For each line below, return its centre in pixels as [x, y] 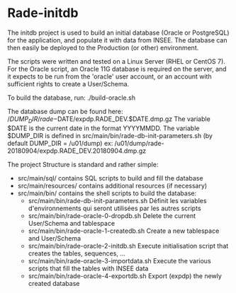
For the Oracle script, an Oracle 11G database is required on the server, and [117, 69]
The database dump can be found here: [65, 111]
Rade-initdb [43, 13]
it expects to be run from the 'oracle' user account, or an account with [109, 76]
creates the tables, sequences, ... [77, 253]
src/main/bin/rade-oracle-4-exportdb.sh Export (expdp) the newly [125, 276]
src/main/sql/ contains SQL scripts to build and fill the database [110, 178]
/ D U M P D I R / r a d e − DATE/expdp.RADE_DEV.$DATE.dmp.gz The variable [109, 120]
